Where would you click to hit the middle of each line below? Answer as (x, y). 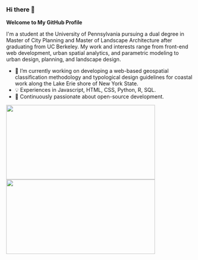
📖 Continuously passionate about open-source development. (89, 97)
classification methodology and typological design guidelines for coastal (103, 78)
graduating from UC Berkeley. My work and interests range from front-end (97, 47)
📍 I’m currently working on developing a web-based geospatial (92, 71)
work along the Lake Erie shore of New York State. (76, 83)
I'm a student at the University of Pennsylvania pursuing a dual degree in (95, 34)
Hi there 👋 (21, 10)
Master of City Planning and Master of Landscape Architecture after (89, 41)
